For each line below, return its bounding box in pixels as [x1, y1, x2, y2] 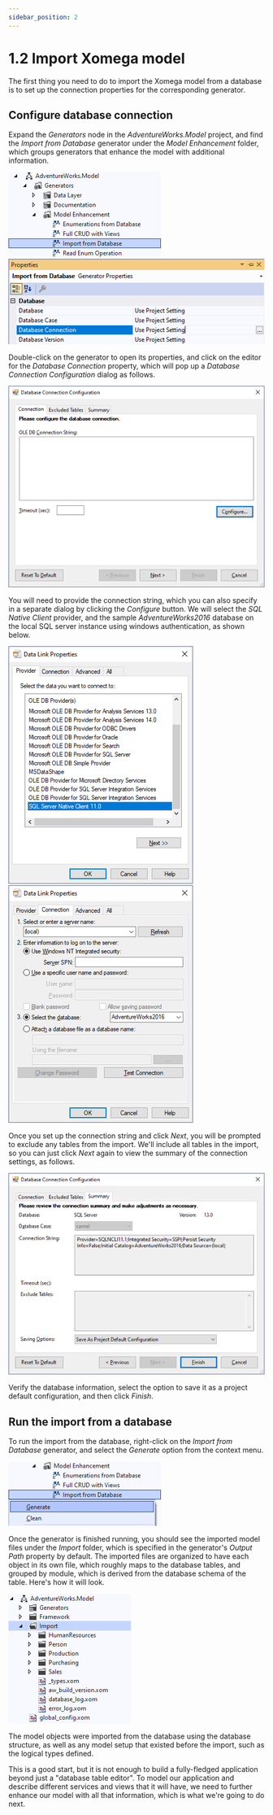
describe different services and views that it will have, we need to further [8, 1782, 253, 1791]
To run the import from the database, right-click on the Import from [8, 1437, 233, 1446]
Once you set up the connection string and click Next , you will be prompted [8, 1131, 262, 1141]
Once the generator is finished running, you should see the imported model [8, 1534, 261, 1544]
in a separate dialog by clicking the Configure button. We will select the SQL [8, 604, 262, 614]
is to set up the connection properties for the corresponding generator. [8, 85, 246, 94]
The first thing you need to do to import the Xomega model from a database [8, 76, 262, 85]
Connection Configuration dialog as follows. [8, 370, 156, 380]
